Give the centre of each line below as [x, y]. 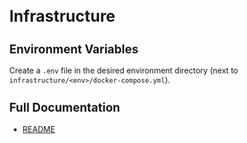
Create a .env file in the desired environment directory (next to [124, 70]
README [39, 129]
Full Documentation [65, 108]
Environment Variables [74, 49]
